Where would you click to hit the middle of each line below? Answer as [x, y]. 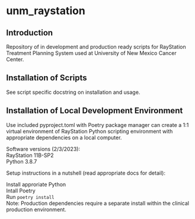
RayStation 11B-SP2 [30, 155]
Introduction [30, 33]
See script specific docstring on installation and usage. [73, 92]
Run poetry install [30, 197]
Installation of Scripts [47, 78]
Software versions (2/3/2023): [43, 149]
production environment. [36, 209]
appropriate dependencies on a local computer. [64, 138]
